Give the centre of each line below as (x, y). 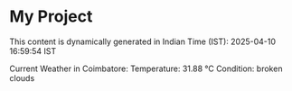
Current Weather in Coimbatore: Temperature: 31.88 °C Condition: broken (146, 68)
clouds (22, 77)
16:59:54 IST (33, 50)
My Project (51, 17)
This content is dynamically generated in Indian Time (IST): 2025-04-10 (143, 41)
